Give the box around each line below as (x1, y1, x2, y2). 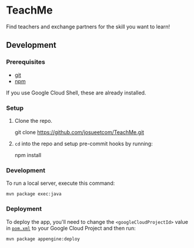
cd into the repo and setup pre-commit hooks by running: (14, 140, 153, 147)
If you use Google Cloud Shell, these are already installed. (6, 89, 146, 96)
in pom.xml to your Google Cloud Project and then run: (6, 224, 136, 231)
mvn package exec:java (6, 191, 62, 197)
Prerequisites (6, 58, 45, 66)
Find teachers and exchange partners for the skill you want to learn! (6, 23, 170, 30)
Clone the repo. (14, 117, 53, 124)
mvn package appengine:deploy (6, 236, 81, 242)
